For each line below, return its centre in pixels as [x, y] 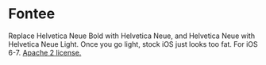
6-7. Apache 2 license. [45, 52]
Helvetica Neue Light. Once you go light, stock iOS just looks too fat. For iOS [133, 44]
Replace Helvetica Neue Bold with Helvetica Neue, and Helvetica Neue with [132, 36]
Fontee [32, 14]
